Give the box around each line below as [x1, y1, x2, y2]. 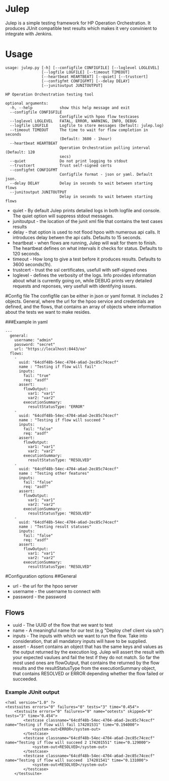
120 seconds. [12, 250, 41, 256]
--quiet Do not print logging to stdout [10, 158, 128, 164]
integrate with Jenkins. [5, 30, 53, 37]
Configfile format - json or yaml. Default [59, 172, 153, 177]
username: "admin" [14, 337, 53, 343]
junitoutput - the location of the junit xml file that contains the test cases [12, 218, 163, 224]
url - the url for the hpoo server [12, 582, 78, 589]
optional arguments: [5, 101, 49, 106]
